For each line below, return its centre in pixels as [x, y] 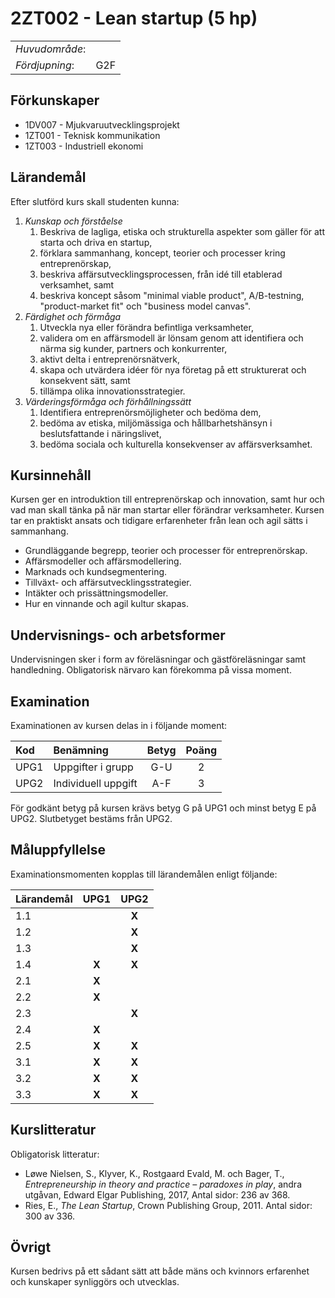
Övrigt [31, 1247]
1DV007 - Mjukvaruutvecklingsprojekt [102, 124]
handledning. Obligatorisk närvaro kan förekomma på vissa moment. [151, 670]
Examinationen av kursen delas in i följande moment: [119, 725]
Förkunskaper [55, 100]
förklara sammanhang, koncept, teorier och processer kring [162, 253]
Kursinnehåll [51, 475]
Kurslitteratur [53, 1130]
